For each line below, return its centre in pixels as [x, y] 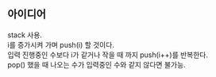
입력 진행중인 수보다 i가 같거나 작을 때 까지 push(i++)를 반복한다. [108, 55]
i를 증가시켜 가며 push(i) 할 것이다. [61, 44]
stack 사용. [25, 35]
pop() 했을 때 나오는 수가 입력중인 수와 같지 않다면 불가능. [96, 64]
